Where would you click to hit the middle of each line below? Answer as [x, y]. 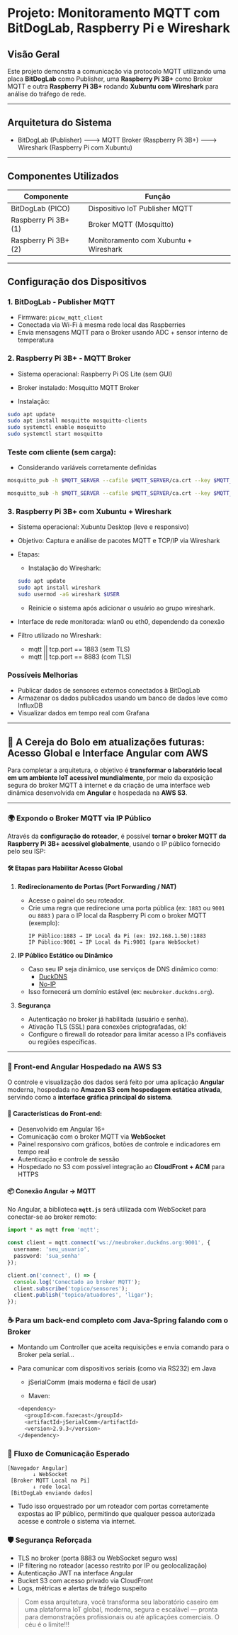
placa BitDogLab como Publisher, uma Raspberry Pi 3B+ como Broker [110, 79]
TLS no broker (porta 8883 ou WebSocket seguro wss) [98, 1558]
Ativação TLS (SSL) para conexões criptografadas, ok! [107, 1027]
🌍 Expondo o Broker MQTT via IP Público [79, 818]
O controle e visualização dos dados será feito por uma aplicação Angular [116, 1082]
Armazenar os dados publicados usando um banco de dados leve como [123, 698]
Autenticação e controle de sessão [68, 1159]
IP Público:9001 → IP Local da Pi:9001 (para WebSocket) [114, 942]
